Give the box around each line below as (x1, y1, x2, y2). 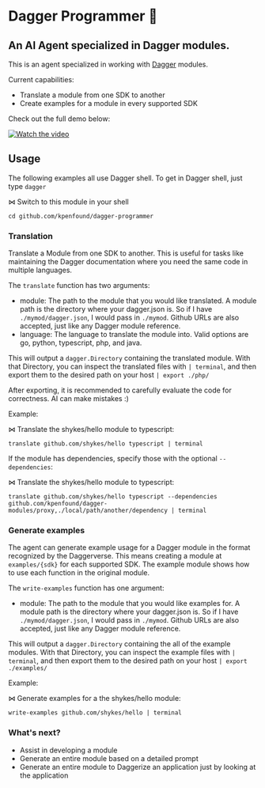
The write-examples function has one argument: (8, 583, 165, 593)
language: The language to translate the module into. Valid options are (19, 330, 249, 339)
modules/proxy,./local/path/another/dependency (8, 506, 168, 515)
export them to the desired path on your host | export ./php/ (8, 370, 210, 380)
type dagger (8, 181, 47, 191)
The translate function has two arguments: (8, 281, 150, 290)
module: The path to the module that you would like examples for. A (19, 599, 240, 608)
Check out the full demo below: (8, 114, 111, 123)
